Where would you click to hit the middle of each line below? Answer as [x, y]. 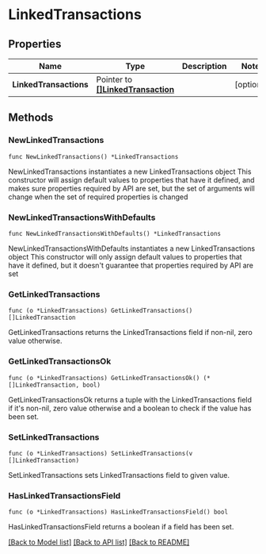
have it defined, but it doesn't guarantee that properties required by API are [131, 265]
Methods [31, 118]
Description [204, 66]
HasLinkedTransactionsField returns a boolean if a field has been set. [121, 527]
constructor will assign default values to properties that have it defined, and [131, 179]
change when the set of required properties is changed [98, 197]
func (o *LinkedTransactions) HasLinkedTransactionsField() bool [118, 512]
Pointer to [114, 79]
